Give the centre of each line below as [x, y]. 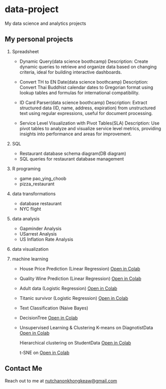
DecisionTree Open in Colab [48, 318]
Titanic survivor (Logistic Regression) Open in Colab [74, 298]
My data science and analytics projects [45, 23]
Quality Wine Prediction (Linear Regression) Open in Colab [80, 278]
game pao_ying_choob [43, 178]
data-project [32, 9]
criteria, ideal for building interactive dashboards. [71, 72]
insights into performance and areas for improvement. [76, 134]
